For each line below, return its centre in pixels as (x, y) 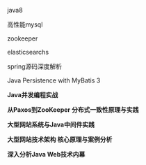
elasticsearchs (28, 52)
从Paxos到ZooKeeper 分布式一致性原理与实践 (73, 110)
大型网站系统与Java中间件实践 (51, 124)
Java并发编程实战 (33, 95)
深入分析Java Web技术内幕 (46, 154)
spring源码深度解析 (35, 66)
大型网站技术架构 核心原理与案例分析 (60, 139)
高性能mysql (25, 24)
